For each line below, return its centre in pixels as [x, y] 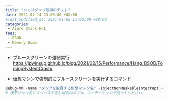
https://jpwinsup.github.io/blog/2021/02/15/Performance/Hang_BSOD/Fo [88, 63]
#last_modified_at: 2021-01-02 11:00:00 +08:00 [56, 19]
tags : [11, 33]
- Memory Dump [22, 43]
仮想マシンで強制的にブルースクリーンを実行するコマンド [72, 79]
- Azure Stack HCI [27, 29]
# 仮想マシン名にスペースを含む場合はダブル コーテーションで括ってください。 [75, 93]
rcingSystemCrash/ [32, 68]
